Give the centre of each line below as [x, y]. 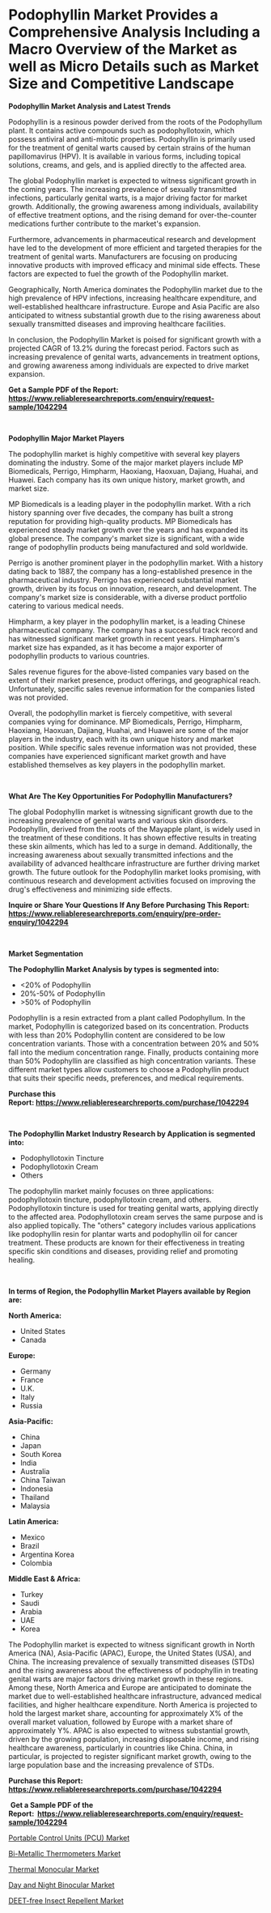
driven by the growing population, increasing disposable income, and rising [134, 1739]
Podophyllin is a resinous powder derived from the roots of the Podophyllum [135, 121]
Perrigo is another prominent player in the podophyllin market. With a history [136, 562]
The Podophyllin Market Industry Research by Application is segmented [132, 1133]
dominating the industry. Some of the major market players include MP [126, 462]
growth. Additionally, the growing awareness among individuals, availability [133, 206]
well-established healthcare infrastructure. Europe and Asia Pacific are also [134, 306]
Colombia [36, 1563]
